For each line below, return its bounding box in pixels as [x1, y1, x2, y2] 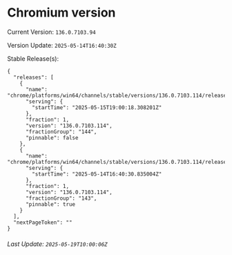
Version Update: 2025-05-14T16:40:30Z [7, 41, 117, 49]
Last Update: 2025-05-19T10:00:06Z [7, 240, 108, 248]
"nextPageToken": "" [13, 219, 72, 226]
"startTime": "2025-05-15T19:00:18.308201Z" [32, 104, 162, 111]
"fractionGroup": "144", [25, 128, 97, 135]
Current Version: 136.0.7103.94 [7, 28, 96, 36]
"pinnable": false [25, 134, 79, 141]
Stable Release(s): [7, 54, 59, 63]
